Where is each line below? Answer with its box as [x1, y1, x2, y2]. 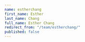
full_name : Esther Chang [4, 20, 55, 26]
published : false [4, 29, 40, 34]
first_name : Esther [4, 12, 44, 16]
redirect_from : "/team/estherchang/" [4, 25, 81, 30]
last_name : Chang [4, 16, 40, 21]
